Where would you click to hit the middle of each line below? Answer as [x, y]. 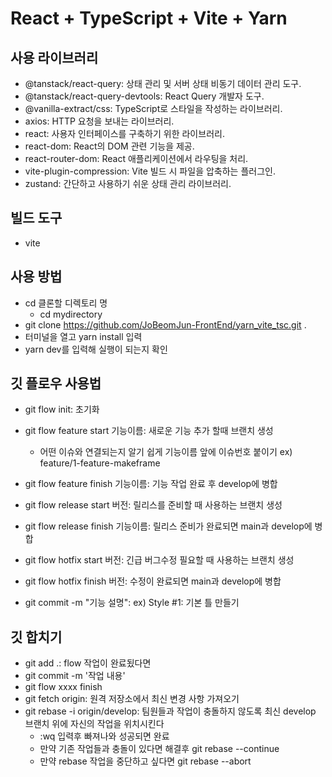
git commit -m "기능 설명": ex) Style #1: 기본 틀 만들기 [132, 603]
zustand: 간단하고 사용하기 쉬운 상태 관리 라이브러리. [128, 183]
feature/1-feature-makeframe [100, 463]
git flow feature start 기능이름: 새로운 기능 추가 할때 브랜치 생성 [149, 431]
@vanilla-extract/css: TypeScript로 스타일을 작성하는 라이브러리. [153, 108]
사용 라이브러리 [54, 57]
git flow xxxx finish [63, 687]
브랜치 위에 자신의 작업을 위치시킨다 [94, 724]
